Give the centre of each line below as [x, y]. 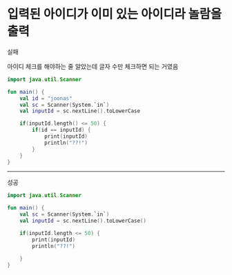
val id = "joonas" [46, 98]
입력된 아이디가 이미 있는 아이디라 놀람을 [115, 14]
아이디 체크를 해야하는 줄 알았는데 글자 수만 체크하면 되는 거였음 [93, 66]
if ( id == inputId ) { [61, 130]
